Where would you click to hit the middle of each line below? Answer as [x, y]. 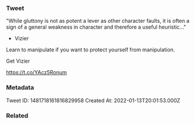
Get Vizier [18, 61]
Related [17, 115]
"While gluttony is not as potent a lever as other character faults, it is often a [98, 21]
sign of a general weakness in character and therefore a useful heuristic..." [96, 27]
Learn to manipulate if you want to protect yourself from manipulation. [90, 50]
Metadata [20, 88]
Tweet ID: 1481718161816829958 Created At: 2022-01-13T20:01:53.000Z [93, 100]
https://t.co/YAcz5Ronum [37, 73]
